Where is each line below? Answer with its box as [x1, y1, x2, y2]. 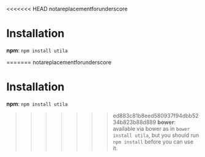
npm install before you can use [113, 137, 194, 145]
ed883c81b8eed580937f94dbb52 [113, 112, 199, 119]
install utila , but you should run [113, 131, 199, 139]
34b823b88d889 [113, 119, 157, 126]
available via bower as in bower [113, 125, 190, 132]
